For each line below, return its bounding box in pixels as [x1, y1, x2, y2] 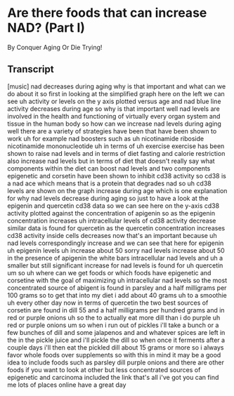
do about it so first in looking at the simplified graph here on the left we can [7, 89, 225, 98]
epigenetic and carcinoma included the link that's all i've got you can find [7, 373, 219, 381]
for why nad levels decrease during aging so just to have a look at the [7, 194, 209, 202]
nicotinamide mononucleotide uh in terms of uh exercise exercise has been [7, 142, 225, 150]
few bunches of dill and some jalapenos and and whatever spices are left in [7, 328, 226, 336]
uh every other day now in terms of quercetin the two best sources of [7, 298, 209, 307]
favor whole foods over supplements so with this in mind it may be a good [7, 350, 221, 359]
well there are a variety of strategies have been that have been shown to [7, 126, 217, 135]
